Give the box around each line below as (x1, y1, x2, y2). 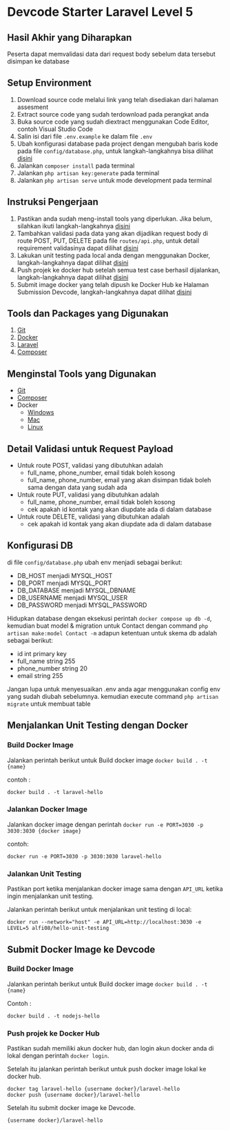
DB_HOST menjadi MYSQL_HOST (17, 571, 113, 579)
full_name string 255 (17, 657, 76, 665)
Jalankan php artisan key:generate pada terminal (17, 168, 160, 177)
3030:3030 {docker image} (7, 827, 81, 835)
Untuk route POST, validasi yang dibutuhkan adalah (17, 462, 163, 470)
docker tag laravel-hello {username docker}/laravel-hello (7, 1086, 180, 1093)
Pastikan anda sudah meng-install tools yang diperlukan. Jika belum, (17, 215, 213, 223)
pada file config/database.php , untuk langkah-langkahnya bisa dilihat (17, 146, 213, 155)
